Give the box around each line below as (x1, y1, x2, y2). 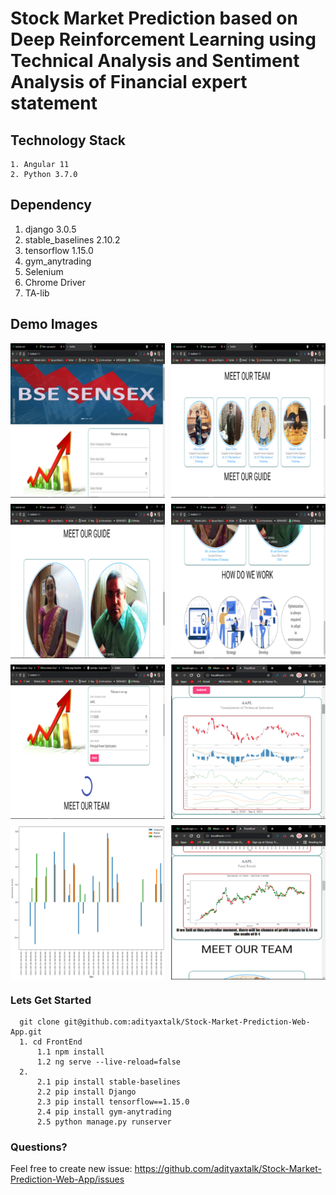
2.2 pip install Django (36, 1087, 137, 1097)
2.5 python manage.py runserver (36, 1117, 172, 1127)
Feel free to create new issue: (10, 1163, 133, 1175)
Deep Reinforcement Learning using (10, 28, 317, 51)
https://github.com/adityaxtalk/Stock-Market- (134, 1163, 322, 1175)
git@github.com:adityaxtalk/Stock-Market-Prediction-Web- (63, 1017, 311, 1027)
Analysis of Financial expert (10, 71, 248, 94)
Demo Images (10, 316, 98, 333)
